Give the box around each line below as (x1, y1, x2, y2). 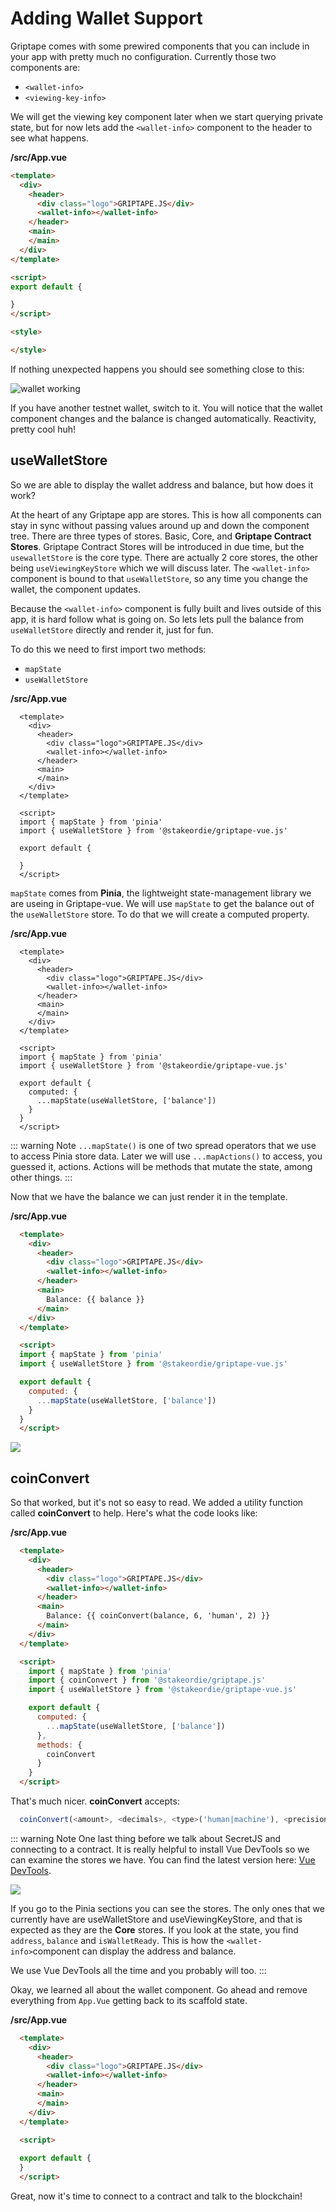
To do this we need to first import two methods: (10, 643, 207, 655)
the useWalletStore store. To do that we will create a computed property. (10, 908, 310, 920)
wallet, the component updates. (10, 583, 141, 595)
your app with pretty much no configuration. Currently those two (10, 50, 277, 62)
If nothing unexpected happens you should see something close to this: (10, 363, 305, 375)
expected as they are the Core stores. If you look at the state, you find (10, 1923, 299, 1936)
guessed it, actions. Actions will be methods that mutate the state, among (10, 1160, 313, 1172)
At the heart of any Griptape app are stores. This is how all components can (10, 508, 322, 521)
